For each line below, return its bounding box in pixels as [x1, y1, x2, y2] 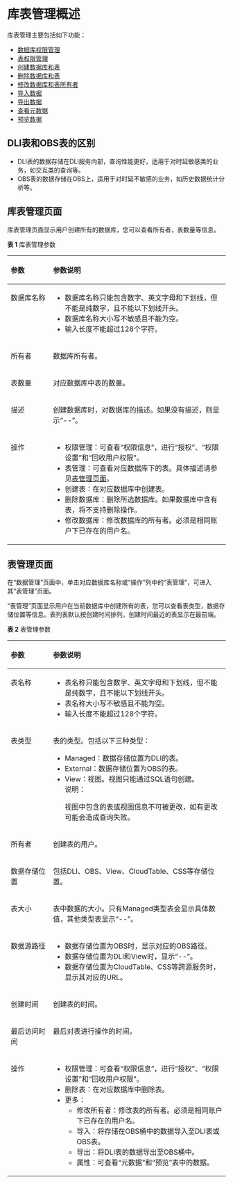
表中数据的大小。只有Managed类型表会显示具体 [53, 904, 209, 913]
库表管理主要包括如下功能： [7, 31, 87, 39]
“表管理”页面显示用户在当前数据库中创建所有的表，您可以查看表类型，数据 [7, 602, 220, 610]
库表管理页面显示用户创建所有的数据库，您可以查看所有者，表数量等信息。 [7, 225, 220, 234]
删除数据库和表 [17, 71, 60, 80]
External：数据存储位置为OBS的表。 [64, 764, 182, 774]
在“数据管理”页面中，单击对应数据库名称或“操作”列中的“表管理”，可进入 [7, 578, 212, 586]
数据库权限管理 [17, 45, 60, 54]
